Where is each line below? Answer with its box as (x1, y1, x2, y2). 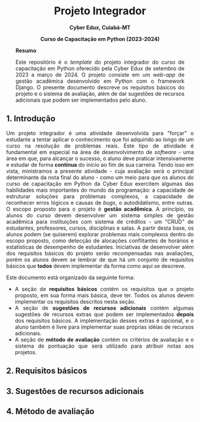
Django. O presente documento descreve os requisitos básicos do (15, 83, 185, 90)
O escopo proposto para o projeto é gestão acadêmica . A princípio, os (6, 205, 194, 212)
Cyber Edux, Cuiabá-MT (69, 24, 131, 31)
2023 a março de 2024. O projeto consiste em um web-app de (15, 71, 185, 78)
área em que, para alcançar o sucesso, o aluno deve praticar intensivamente (6, 155, 194, 162)
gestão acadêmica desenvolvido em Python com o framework (15, 77, 185, 85)
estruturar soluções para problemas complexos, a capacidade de (6, 192, 194, 200)
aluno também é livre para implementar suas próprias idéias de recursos (14, 323, 194, 330)
